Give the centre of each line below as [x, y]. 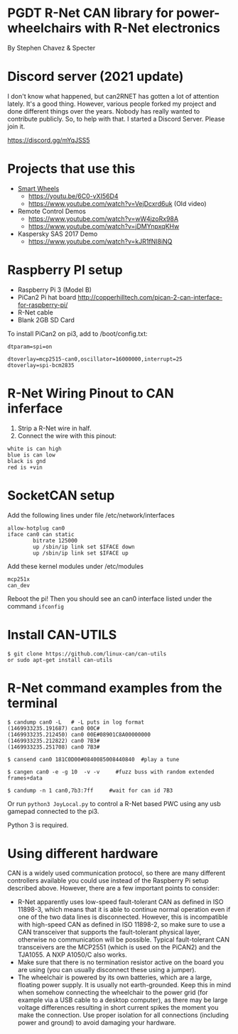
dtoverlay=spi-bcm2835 [41, 365]
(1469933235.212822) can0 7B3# [54, 741]
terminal [33, 703]
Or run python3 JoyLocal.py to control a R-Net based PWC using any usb [114, 803]
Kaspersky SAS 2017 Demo [58, 234]
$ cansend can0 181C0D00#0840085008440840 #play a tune [93, 759]
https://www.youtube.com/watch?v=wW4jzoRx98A [103, 219]
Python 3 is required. [38, 825]
